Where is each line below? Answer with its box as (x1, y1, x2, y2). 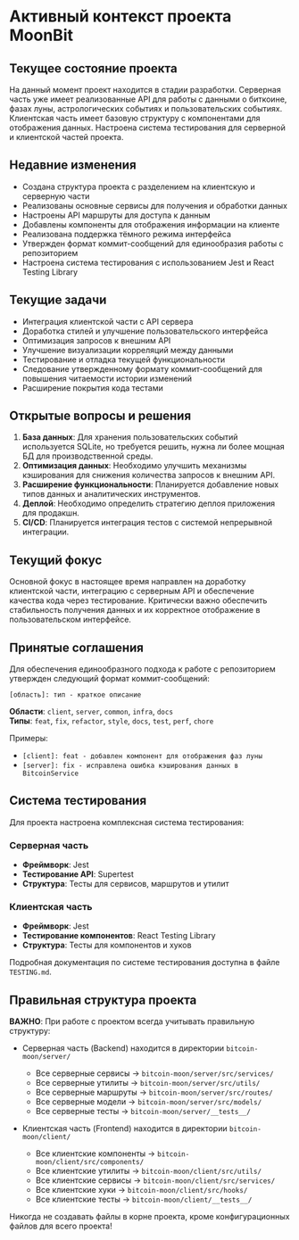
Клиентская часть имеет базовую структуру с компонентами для (9, 113, 261, 123)
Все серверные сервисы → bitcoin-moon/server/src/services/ (35, 1068, 274, 1079)
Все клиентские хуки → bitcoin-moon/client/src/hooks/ (35, 1185, 248, 1195)
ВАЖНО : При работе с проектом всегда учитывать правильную (9, 1016, 255, 1027)
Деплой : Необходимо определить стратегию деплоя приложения (21, 498, 276, 509)
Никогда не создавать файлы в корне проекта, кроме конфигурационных (9, 1211, 290, 1222)
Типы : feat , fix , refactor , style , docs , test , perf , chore (9, 715, 214, 726)
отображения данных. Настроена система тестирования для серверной (9, 122, 286, 133)
